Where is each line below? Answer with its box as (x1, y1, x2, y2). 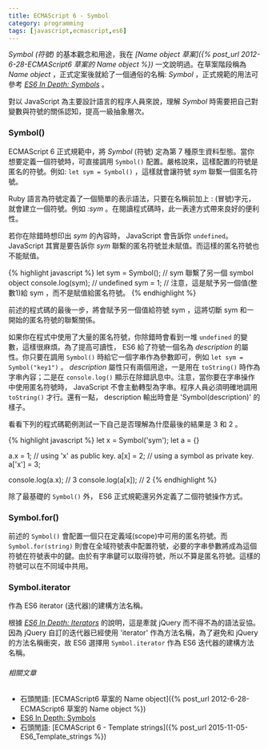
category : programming (8, 19, 84, 27)
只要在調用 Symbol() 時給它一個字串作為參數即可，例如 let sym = (29, 352, 244, 362)
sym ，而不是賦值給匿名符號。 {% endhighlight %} (29, 288, 197, 298)
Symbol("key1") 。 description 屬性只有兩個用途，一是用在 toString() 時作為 (8, 362, 261, 371)
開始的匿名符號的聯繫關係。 (8, 314, 100, 325)
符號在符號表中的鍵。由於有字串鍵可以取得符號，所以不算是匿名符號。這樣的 (8, 551, 261, 561)
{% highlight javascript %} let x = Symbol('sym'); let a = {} (8, 435, 200, 445)
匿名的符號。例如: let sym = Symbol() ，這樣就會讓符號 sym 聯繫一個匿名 (8, 166, 251, 176)
